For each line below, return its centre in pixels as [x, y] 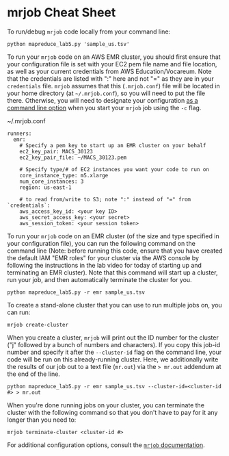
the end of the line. [33, 374]
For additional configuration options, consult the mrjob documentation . [106, 445]
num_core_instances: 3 [52, 181]
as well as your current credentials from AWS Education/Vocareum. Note [109, 71]
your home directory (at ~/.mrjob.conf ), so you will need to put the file [106, 93]
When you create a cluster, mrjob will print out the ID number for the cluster [113, 338]
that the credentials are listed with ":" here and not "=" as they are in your [110, 78]
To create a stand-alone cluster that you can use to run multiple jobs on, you [114, 305]
